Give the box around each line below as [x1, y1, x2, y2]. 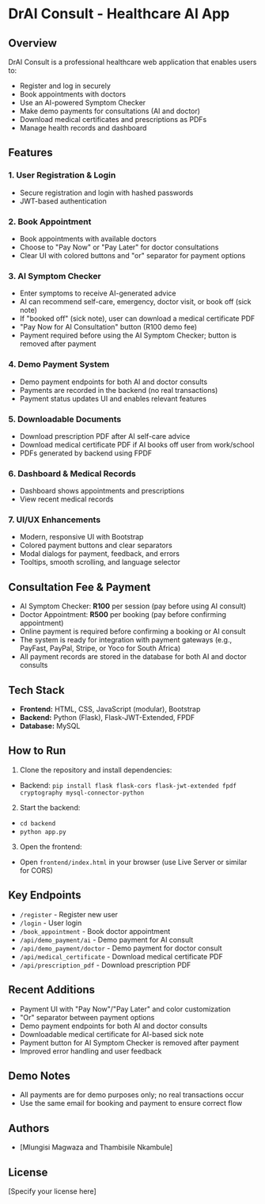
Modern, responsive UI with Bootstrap [19, 532, 144, 542]
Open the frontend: [19, 841, 82, 852]
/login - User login [19, 918, 82, 928]
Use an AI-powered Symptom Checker [19, 98, 146, 107]
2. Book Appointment [8, 215, 92, 227]
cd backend [19, 819, 56, 828]
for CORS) [19, 865, 54, 875]
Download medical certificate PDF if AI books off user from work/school [19, 440, 255, 449]
